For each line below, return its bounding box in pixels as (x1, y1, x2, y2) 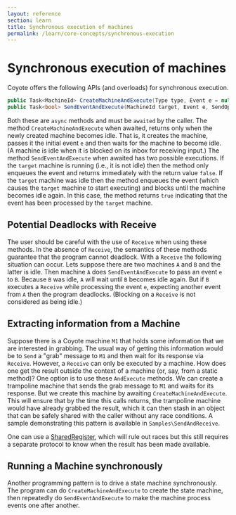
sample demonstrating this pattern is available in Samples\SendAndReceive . (7, 419, 221, 427)
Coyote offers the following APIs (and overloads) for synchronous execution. (7, 84, 229, 92)
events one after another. (7, 501, 80, 510)
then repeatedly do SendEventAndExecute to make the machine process (7, 494, 211, 502)
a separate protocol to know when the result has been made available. (7, 440, 211, 448)
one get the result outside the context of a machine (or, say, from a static (7, 367, 218, 375)
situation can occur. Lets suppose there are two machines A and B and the (7, 260, 221, 268)
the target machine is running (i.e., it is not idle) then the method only (7, 161, 209, 170)
